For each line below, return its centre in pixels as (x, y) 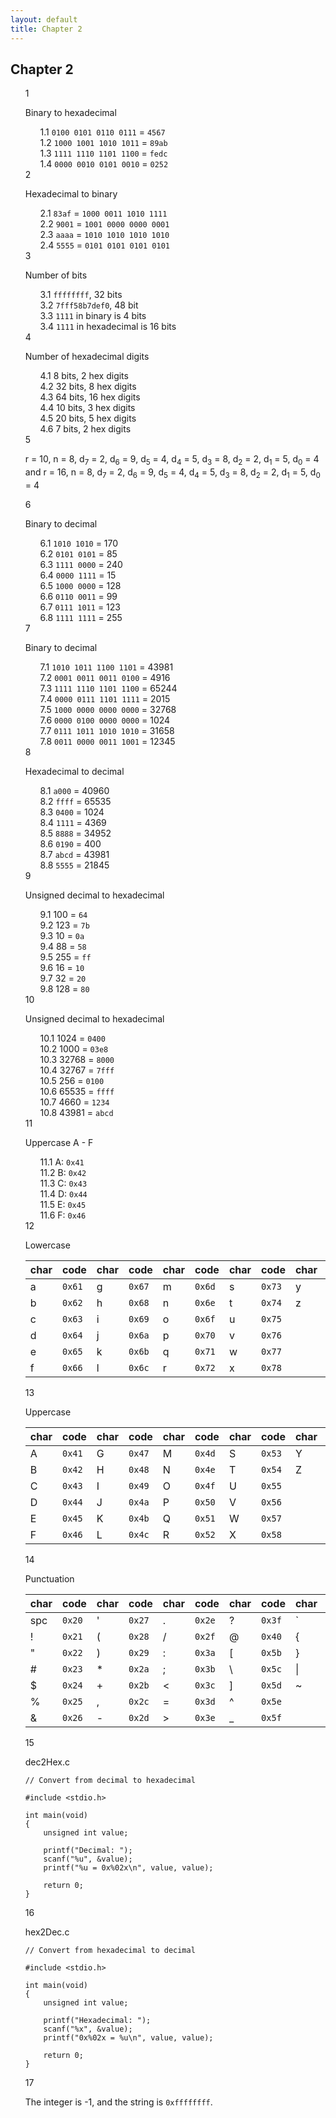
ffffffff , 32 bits (88, 295)
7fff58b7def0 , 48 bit (97, 305)
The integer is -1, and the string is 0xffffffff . (118, 2102)
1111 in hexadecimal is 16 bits (116, 327)
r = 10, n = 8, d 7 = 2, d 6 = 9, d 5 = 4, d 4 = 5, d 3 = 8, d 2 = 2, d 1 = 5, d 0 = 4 (172, 460)
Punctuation (49, 1578)
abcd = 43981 (82, 854)
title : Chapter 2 (46, 29)
